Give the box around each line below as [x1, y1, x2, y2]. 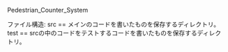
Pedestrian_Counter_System [7, 6, 89, 14]
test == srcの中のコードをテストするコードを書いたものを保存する [7, 29, 197, 37]
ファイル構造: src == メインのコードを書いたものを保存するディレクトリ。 [7, 20, 220, 28]
